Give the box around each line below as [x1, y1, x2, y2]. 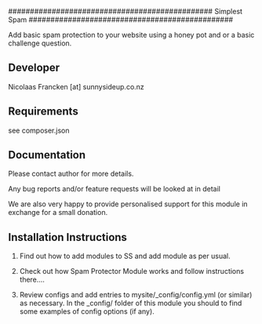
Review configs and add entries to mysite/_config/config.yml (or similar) [19, 290, 253, 300]
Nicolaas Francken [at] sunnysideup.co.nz [8, 82, 145, 91]
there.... [19, 275, 45, 285]
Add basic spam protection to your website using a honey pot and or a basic [8, 31, 255, 39]
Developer [8, 61, 60, 75]
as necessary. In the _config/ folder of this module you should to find [19, 298, 242, 308]
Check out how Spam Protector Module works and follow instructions [19, 267, 245, 276]
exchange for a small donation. [8, 208, 108, 217]
